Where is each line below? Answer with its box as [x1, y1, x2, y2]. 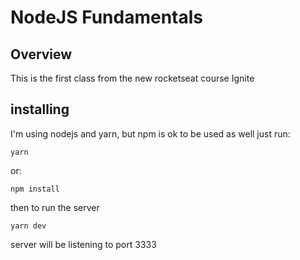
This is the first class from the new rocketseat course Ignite [10, 72, 255, 84]
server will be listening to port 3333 [10, 238, 157, 250]
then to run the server [10, 201, 100, 213]
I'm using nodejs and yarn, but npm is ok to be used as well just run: [10, 127, 291, 140]
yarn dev [10, 221, 47, 231]
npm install [10, 184, 60, 194]
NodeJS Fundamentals [10, 6, 204, 29]
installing [10, 101, 70, 118]
